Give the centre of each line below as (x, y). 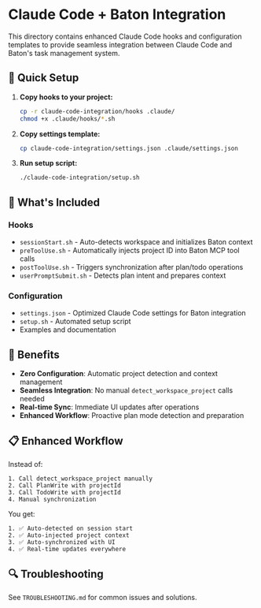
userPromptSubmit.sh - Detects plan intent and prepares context (123, 275)
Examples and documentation (68, 330)
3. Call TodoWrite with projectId (65, 492)
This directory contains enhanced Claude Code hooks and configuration (125, 36)
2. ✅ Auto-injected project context (69, 535)
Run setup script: (48, 163)
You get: (22, 513)
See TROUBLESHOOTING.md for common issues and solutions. (103, 597)
